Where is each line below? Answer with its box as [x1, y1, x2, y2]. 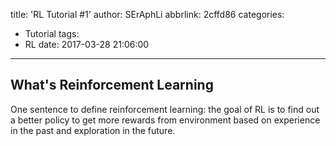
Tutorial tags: [24, 28, 80, 39]
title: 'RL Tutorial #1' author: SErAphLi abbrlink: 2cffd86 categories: [10, 9, 285, 20]
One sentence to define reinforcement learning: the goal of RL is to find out [10, 103, 320, 115]
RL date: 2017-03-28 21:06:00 [24, 39, 150, 50]
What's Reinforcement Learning [10, 77, 214, 94]
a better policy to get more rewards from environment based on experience [10, 114, 321, 126]
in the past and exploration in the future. [10, 124, 176, 136]
